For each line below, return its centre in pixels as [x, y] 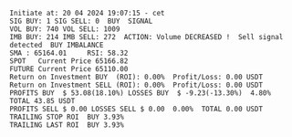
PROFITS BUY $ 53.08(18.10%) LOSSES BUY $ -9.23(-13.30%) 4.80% [141, 93]
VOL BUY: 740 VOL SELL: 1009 [65, 29]
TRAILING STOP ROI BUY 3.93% [67, 117]
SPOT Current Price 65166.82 [69, 61]
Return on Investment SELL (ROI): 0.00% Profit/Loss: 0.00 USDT [136, 85]
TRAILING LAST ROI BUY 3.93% [67, 125]
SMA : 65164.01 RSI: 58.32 [69, 53]
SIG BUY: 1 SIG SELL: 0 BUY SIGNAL [81, 21]
